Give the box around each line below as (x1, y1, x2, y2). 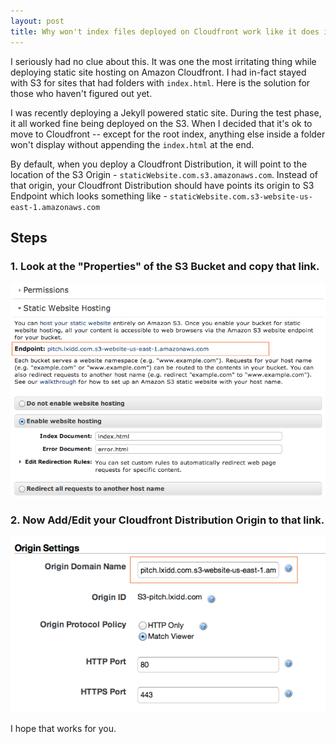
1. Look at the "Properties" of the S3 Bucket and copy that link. (10, 259, 320, 273)
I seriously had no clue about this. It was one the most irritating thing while (10, 55, 317, 67)
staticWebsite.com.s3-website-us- (169, 191, 313, 202)
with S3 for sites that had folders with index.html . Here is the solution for (10, 76, 311, 89)
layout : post (10, 16, 65, 26)
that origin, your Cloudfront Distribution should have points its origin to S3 (10, 179, 315, 191)
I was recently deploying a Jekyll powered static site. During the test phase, (10, 106, 322, 119)
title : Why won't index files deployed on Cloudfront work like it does (10, 26, 320, 37)
